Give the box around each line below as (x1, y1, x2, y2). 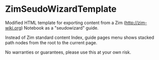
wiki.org (5, 25, 21, 30)
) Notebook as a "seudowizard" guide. (21, 25, 99, 30)
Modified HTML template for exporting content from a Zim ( (5, 20, 126, 26)
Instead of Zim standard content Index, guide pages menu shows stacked (5, 34, 154, 40)
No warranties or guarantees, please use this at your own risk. (5, 49, 131, 55)
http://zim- (125, 20, 147, 26)
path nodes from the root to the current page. (5, 39, 97, 45)
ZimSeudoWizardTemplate (5, 3, 117, 15)
